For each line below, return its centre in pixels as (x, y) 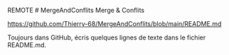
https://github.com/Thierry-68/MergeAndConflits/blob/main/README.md (114, 24)
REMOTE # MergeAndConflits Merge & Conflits (76, 10)
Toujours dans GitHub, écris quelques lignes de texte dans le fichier (107, 37)
